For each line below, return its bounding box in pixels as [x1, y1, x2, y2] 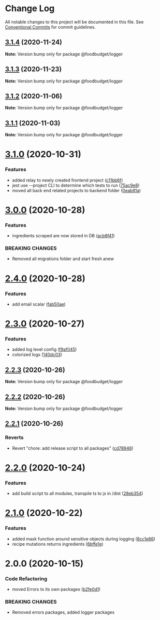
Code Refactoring [5, 575, 47, 582]
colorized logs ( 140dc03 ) [12, 352, 62, 358]
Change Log [5, 3, 55, 14]
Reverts [5, 434, 24, 441]
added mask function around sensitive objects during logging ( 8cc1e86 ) [12, 536, 156, 541]
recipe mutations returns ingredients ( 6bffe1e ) [12, 541, 104, 547]
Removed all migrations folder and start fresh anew [12, 256, 114, 262]
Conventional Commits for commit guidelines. [5, 24, 96, 30]
